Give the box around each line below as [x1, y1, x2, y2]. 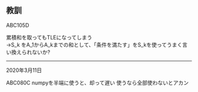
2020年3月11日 [6, 67, 42, 74]
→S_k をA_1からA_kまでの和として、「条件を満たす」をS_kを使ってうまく [6, 41, 183, 48]
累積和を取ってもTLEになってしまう [6, 34, 93, 41]
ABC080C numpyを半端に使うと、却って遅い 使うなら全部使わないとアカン [6, 79, 189, 86]
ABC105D [6, 21, 29, 28]
